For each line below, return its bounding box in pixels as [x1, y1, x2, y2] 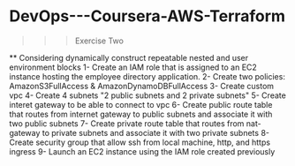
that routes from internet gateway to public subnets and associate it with [9, 109, 273, 119]
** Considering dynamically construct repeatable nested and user [9, 52, 249, 63]
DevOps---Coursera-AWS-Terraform [9, 6, 285, 26]
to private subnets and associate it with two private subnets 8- [42, 127, 269, 138]
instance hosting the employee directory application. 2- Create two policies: [9, 71, 285, 81]
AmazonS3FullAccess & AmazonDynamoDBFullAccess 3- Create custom [9, 80, 275, 91]
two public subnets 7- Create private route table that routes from [9, 117, 245, 129]
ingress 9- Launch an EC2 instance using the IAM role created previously [9, 146, 276, 156]
